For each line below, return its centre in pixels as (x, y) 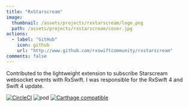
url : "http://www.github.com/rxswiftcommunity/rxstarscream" (95, 51)
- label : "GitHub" (35, 39)
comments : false (26, 56)
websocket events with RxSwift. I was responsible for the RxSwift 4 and (94, 80)
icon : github (33, 45)
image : (14, 17)
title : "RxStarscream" (34, 12)
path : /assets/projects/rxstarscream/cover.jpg (72, 28)
